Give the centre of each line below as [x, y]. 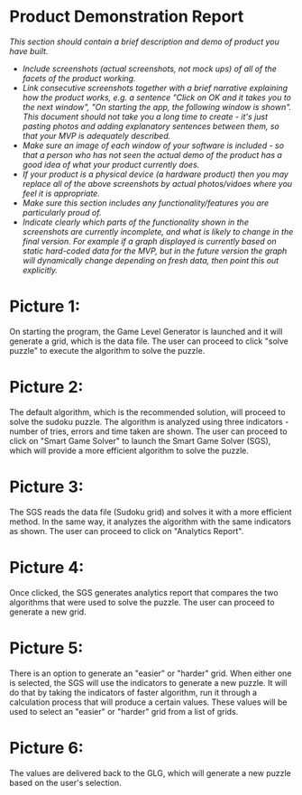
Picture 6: [46, 748]
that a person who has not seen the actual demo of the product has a [152, 154]
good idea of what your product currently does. [111, 164]
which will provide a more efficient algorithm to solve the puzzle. [129, 450]
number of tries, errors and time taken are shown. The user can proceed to [148, 431]
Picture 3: [46, 487]
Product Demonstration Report [127, 17]
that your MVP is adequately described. [96, 135]
